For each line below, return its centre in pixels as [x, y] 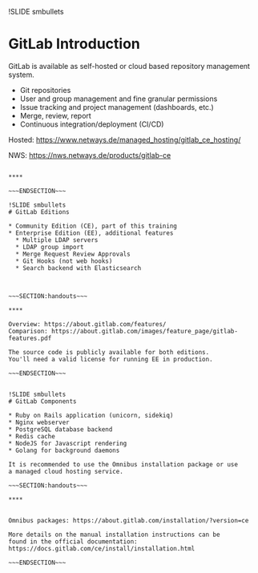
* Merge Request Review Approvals [73, 254]
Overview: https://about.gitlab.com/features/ [87, 324]
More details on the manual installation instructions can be [114, 535]
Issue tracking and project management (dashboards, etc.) [117, 107]
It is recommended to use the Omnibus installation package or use [123, 464]
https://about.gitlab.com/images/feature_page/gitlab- [145, 331]
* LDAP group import [50, 247]
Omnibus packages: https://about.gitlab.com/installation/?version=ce [129, 520]
